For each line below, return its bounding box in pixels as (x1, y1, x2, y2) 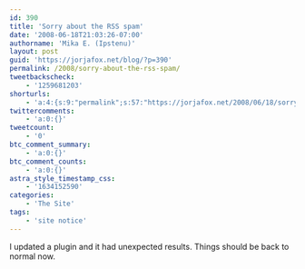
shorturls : (9, 89, 51, 98)
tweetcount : (9, 124, 54, 133)
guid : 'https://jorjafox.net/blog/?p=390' (9, 55, 172, 65)
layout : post (9, 47, 59, 56)
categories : (9, 191, 54, 200)
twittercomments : (9, 106, 75, 115)
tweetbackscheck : (9, 73, 75, 82)
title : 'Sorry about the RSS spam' (9, 22, 144, 31)
